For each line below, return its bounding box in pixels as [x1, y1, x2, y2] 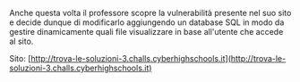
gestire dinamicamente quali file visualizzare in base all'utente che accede [9, 27, 284, 37]
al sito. [9, 36, 34, 46]
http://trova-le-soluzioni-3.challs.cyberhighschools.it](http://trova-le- [30, 53, 287, 63]
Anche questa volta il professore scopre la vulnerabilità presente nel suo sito [9, 8, 292, 18]
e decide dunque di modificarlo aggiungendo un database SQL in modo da [9, 17, 285, 28]
